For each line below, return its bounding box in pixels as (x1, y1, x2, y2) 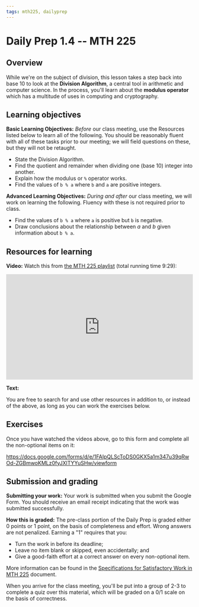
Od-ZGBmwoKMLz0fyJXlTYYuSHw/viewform (6, 459, 117, 466)
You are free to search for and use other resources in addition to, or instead (6, 396, 191, 403)
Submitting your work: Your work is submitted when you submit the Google (6, 492, 191, 499)
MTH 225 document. (6, 571, 57, 578)
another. (14, 169, 36, 176)
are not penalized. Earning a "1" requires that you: (6, 529, 127, 536)
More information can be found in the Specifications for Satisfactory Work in (6, 565, 192, 572)
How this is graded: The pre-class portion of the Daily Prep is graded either (6, 516, 191, 523)
